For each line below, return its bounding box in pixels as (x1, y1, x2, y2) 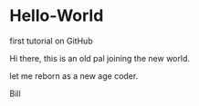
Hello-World (9, 5, 104, 26)
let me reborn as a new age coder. (9, 70, 139, 82)
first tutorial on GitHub (9, 35, 93, 46)
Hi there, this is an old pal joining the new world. (9, 53, 190, 63)
